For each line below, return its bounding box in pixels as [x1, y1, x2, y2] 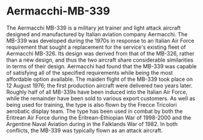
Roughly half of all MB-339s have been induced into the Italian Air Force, [6, 88, 188, 95]
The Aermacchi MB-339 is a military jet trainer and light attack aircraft [6, 24, 181, 31]
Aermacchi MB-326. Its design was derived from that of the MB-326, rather [6, 49, 195, 57]
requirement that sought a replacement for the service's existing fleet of [6, 43, 186, 51]
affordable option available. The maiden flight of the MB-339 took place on [6, 75, 193, 83]
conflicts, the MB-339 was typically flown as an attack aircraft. [6, 127, 163, 134]
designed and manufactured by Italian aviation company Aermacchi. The [6, 30, 188, 37]
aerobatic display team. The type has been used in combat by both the [6, 107, 183, 115]
